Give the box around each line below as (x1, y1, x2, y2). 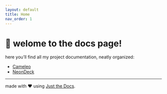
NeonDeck (12, 69, 35, 75)
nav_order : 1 (5, 16, 32, 21)
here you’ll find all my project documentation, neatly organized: (5, 54, 135, 60)
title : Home (5, 12, 30, 17)
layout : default (5, 7, 39, 12)
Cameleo (12, 64, 31, 70)
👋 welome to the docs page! (5, 38, 122, 49)
